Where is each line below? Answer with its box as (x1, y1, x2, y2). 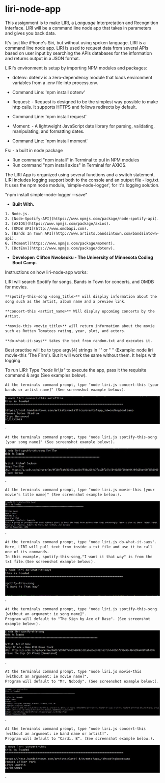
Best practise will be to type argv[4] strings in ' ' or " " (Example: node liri (5, 347, 153, 353)
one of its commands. (5, 549, 50, 554)
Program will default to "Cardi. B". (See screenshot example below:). (5, 736, 155, 741)
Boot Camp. (12, 259, 37, 265)
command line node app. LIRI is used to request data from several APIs (5, 45, 149, 51)
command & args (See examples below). (5, 372, 87, 378)
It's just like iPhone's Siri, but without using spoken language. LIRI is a (5, 39, 146, 45)
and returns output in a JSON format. (5, 55, 80, 61)
